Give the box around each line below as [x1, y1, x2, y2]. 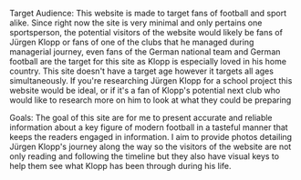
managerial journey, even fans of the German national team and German [9, 46, 281, 57]
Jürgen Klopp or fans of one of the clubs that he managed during [9, 36, 254, 47]
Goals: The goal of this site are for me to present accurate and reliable [9, 113, 273, 123]
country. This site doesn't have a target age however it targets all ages [9, 65, 274, 76]
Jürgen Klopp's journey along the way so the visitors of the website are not [9, 141, 292, 152]
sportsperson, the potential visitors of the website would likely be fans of [9, 27, 283, 37]
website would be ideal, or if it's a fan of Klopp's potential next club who [9, 85, 281, 95]
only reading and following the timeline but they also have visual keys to [9, 151, 280, 162]
